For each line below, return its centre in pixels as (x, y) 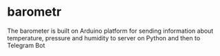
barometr (34, 12)
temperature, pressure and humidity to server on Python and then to (104, 38)
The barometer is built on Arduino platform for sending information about (110, 31)
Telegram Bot (26, 45)
